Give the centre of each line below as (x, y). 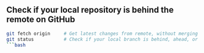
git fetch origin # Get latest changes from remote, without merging (102, 34)
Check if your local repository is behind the (90, 10)
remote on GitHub (41, 20)
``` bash (16, 45)
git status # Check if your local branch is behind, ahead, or (102, 39)
